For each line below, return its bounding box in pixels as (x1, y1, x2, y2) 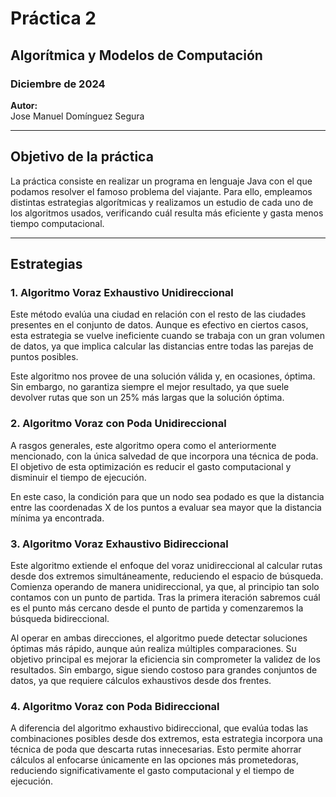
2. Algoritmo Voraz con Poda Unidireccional (10, 417, 227, 431)
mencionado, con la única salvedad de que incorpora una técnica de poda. (10, 450, 319, 462)
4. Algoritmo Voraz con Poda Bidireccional (10, 699, 220, 713)
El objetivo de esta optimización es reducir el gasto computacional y (10, 460, 292, 472)
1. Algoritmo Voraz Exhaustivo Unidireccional (10, 286, 234, 299)
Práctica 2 (10, 7, 97, 30)
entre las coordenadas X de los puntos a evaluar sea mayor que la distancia (10, 501, 322, 513)
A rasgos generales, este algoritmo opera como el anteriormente (10, 439, 277, 451)
